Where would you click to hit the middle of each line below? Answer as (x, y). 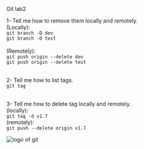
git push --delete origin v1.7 (46, 128)
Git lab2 (16, 9)
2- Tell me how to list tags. (40, 80)
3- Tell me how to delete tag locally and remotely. (69, 104)
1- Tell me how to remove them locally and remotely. (72, 21)
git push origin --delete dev (45, 57)
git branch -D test (31, 39)
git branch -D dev (30, 33)
